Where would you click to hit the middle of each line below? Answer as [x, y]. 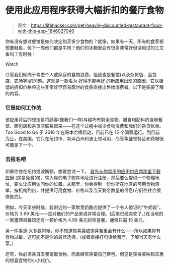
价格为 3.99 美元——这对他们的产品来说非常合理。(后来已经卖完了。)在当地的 [84, 213]
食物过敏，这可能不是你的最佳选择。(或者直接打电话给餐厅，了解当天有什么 [83, 237]
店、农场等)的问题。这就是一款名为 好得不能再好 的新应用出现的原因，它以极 [84, 81]
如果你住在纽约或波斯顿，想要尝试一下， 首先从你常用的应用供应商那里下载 [83, 171]
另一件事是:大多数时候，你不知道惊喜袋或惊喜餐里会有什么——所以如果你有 [83, 231]
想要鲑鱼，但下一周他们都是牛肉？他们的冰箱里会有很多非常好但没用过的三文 [84, 47]
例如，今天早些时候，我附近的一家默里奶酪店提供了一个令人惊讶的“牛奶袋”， [84, 207]
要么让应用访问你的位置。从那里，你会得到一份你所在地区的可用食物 [84, 184]
